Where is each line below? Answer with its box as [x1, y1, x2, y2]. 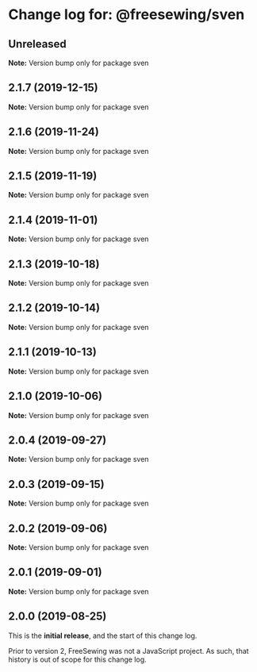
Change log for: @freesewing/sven [8, 6, 245, 24]
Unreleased [8, 37, 67, 51]
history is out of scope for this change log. [8, 655, 147, 664]
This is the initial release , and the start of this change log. [8, 631, 198, 640]
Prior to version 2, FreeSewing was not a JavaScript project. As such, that [8, 646, 249, 655]
